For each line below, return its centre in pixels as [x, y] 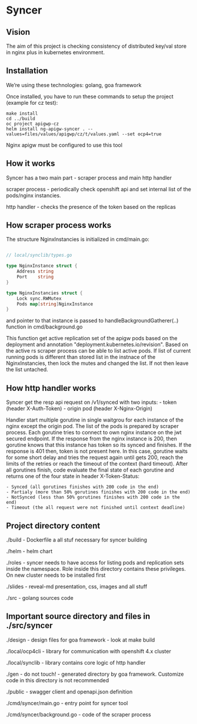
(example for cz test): [32, 102]
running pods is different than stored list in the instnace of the [81, 357]
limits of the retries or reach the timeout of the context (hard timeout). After [97, 464]
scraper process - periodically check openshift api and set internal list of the [98, 189]
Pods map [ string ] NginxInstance [55, 304]
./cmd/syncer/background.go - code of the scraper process [79, 714]
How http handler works [51, 388]
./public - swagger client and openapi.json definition [69, 692]
